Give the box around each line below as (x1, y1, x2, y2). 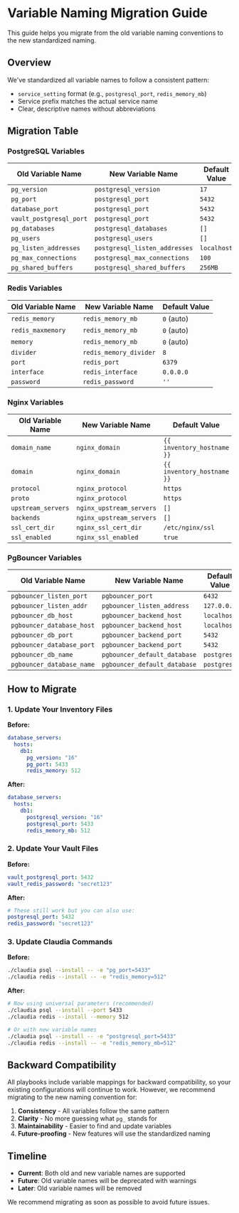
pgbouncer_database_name (11, 661, 95, 669)
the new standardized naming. (7, 36, 97, 44)
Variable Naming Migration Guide (7, 5, 208, 21)
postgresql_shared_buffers (94, 264, 186, 272)
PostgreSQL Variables (7, 146, 85, 156)
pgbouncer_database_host (11, 621, 95, 630)
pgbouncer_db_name (11, 651, 73, 659)
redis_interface (83, 368, 138, 376)
